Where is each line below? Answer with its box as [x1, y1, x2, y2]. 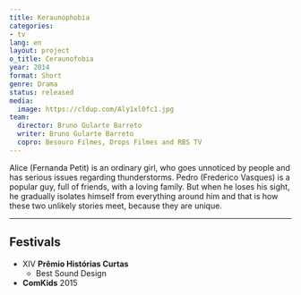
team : [9, 113, 30, 122]
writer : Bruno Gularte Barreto [17, 130, 134, 139]
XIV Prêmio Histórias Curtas [21, 258, 129, 269]
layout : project [9, 46, 70, 55]
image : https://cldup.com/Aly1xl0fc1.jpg [17, 105, 175, 114]
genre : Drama [9, 80, 58, 88]
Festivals [9, 234, 61, 250]
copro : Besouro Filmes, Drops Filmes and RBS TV [17, 138, 202, 147]
